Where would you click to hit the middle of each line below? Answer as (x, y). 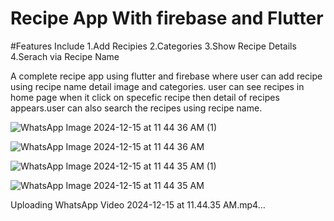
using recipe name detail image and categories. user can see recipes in (157, 86)
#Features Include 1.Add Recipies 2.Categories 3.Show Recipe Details (153, 46)
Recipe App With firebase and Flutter (167, 18)
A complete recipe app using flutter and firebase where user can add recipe (166, 76)
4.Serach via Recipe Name (65, 56)
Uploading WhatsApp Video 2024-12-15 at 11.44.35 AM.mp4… (138, 204)
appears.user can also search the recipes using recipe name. (136, 108)
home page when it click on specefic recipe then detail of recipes (145, 97)
